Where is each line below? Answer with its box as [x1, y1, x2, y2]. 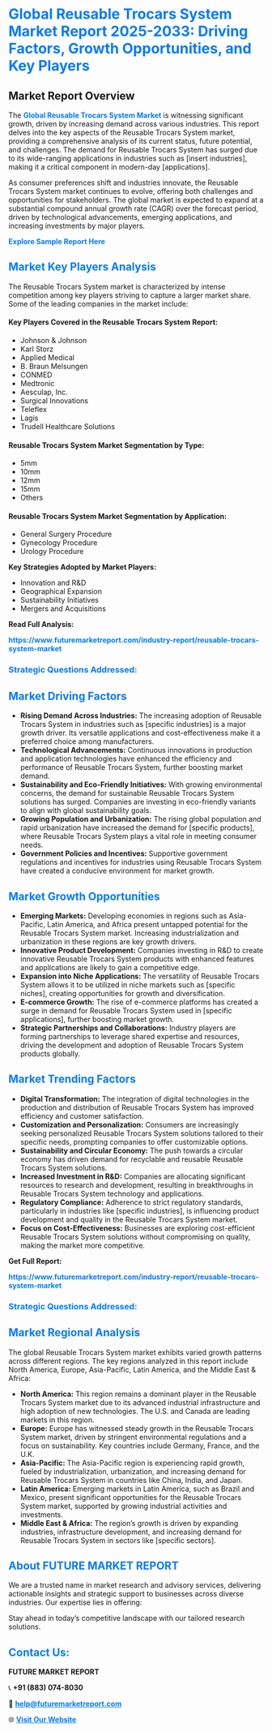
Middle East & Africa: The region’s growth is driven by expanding [19, 1518, 239, 1528]
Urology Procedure [19, 547, 84, 557]
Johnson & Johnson [19, 336, 87, 346]
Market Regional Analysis [8, 1326, 141, 1339]
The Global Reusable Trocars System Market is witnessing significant [8, 110, 244, 120]
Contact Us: [8, 1645, 70, 1659]
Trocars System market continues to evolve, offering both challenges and [8, 187, 253, 196]
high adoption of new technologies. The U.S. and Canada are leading [19, 1406, 251, 1416]
